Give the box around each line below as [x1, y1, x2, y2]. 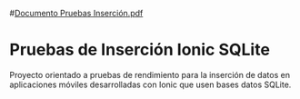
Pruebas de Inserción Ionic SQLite [9, 40, 271, 60]
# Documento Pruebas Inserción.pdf [9, 8, 144, 18]
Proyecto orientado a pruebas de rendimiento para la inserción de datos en [9, 69, 291, 80]
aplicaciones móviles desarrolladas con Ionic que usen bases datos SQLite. [9, 79, 292, 90]
